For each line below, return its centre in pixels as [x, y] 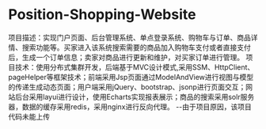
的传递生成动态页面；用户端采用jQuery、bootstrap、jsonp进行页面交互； [127, 87]
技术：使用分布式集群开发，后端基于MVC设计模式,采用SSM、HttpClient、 [135, 67]
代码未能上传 [29, 116]
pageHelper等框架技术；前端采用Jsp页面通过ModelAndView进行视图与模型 [131, 77]
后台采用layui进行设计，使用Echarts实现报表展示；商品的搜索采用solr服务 [135, 97]
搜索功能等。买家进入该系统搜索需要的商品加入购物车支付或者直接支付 [136, 47]
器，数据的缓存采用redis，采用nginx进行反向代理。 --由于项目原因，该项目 [130, 106]
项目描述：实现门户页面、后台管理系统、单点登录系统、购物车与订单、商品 [129, 37]
